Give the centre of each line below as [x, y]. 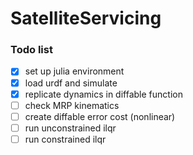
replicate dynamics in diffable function [103, 94]
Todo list [31, 50]
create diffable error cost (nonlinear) [100, 116]
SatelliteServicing [86, 18]
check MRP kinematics [72, 105]
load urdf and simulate [71, 83]
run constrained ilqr [65, 139]
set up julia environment [74, 71]
